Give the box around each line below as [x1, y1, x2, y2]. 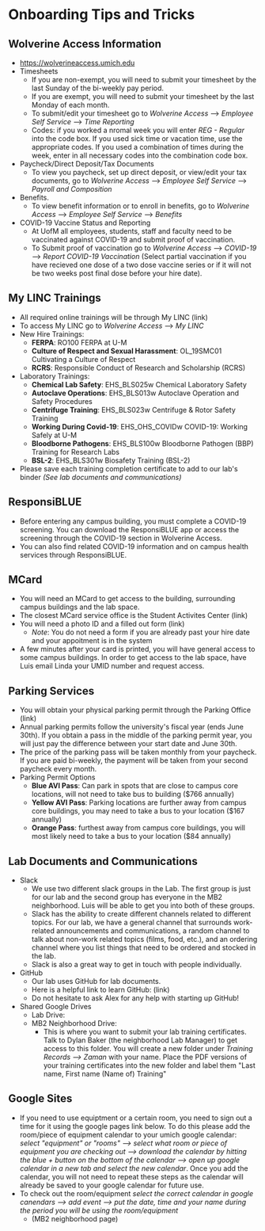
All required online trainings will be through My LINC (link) [19, 312, 208, 322]
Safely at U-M [31, 430, 78, 440]
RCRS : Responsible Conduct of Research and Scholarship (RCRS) [31, 363, 246, 372]
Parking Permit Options [19, 772, 96, 782]
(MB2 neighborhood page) [31, 1214, 119, 1223]
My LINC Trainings [8, 292, 101, 305]
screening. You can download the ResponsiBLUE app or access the [19, 524, 240, 534]
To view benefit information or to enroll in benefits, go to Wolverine [31, 201, 250, 211]
